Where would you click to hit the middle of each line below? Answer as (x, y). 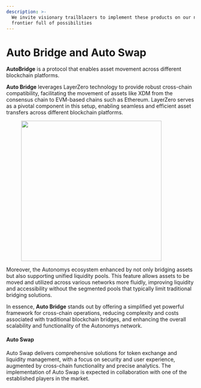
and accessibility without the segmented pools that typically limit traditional (99, 289)
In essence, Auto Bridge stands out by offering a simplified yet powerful (95, 307)
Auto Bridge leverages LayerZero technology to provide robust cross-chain (99, 87)
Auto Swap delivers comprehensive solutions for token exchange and (92, 353)
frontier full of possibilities (52, 23)
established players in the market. (48, 378)
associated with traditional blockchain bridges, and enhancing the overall (96, 319)
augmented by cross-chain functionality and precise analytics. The (89, 365)
